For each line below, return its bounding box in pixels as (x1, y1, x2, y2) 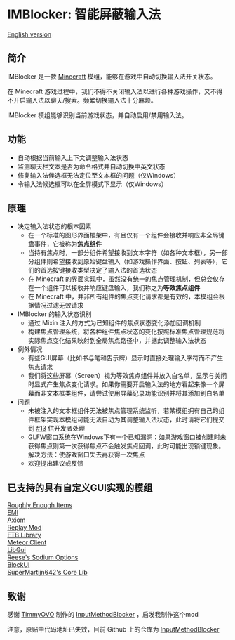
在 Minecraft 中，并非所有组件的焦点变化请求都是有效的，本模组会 (27, 292, 220, 301)
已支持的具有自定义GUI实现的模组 (7, 482, 153, 494)
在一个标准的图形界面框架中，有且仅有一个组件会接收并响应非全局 (27, 231, 219, 240)
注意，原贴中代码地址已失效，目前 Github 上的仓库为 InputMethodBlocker (7, 625, 220, 633)
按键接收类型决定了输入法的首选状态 (52, 266, 158, 275)
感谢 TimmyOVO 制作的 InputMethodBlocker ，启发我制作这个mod (7, 610, 199, 618)
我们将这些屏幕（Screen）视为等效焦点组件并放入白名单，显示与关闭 (27, 372, 227, 380)
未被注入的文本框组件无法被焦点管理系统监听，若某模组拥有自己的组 (27, 407, 225, 415)
